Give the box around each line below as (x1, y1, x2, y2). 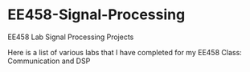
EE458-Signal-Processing (7, 6, 186, 24)
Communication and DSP (7, 56, 91, 66)
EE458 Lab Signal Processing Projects (7, 32, 134, 42)
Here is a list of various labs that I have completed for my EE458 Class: (7, 47, 242, 57)
